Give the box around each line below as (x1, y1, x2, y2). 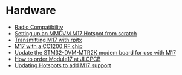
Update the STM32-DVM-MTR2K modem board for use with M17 (14, 49, 177, 56)
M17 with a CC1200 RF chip (14, 43, 83, 50)
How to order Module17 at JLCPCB (14, 55, 101, 62)
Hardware (5, 4, 56, 17)
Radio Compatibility (14, 23, 63, 31)
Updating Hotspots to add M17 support (14, 61, 111, 69)
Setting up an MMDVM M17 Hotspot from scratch (14, 29, 137, 37)
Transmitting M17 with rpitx (14, 36, 82, 43)
